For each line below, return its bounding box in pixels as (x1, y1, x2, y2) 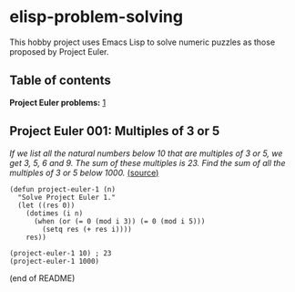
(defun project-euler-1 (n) (9, 184, 117, 193)
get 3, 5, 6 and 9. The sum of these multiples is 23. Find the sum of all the (9, 157, 286, 168)
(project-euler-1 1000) (9, 256, 100, 266)
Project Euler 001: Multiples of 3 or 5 (9, 123, 220, 139)
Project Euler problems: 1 (9, 97, 107, 108)
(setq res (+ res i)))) (42, 224, 132, 234)
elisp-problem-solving (9, 6, 184, 27)
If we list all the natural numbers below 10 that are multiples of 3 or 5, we (9, 148, 283, 159)
